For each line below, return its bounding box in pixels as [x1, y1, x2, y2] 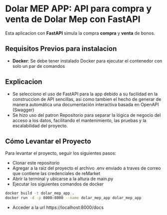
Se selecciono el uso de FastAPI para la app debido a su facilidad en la [12, 91, 158, 97]
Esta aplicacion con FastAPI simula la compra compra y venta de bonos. [5, 30, 156, 36]
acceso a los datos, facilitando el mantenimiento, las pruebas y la [12, 117, 147, 123]
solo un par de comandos [12, 63, 65, 69]
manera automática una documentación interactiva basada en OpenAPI [12, 101, 159, 107]
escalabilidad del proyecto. [12, 123, 68, 129]
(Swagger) [12, 107, 34, 113]
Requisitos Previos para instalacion [5, 44, 117, 53]
